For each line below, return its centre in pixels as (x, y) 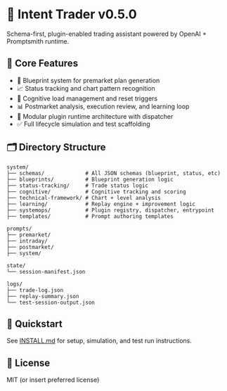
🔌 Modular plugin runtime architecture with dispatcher (95, 116)
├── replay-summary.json (43, 296)
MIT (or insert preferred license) (53, 380)
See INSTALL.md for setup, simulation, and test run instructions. (99, 341)
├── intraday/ (27, 241)
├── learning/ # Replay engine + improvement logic (101, 204)
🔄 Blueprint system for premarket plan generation (88, 80)
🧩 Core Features (43, 64)
